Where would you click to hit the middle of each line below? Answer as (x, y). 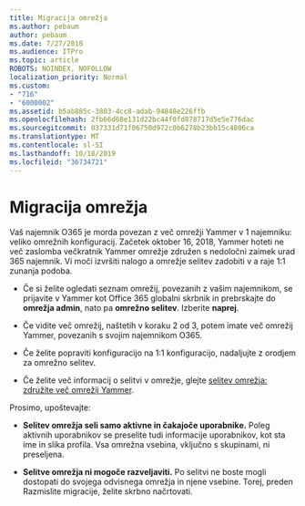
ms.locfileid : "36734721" (58, 162)
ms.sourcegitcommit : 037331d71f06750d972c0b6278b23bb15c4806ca (132, 129)
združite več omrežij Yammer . (78, 390)
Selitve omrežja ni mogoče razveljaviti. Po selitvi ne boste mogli (144, 472)
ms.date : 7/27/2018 (46, 43)
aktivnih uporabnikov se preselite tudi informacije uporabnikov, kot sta (154, 435)
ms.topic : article (44, 60)
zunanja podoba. (41, 271)
